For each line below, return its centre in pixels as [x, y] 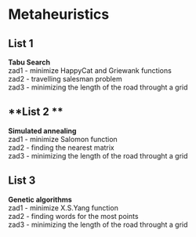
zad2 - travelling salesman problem [65, 79]
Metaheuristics [59, 15]
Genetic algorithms [40, 199]
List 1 [21, 44]
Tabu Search [29, 62]
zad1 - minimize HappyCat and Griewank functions [90, 71]
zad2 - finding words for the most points [73, 216]
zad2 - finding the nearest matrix [62, 148]
